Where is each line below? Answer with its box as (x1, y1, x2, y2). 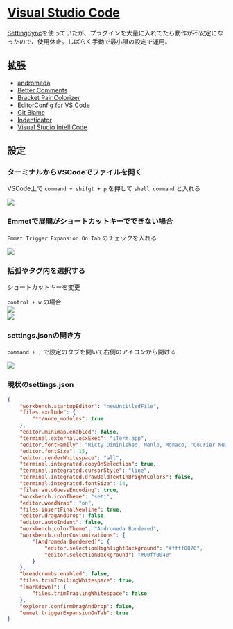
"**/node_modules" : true (32, 416, 104, 423)
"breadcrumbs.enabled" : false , (19, 571, 110, 578)
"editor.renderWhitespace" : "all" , (19, 454, 123, 461)
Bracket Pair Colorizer (17, 93, 80, 101)
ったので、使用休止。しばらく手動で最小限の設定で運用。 (7, 37, 171, 46)
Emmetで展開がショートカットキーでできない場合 (7, 217, 173, 227)
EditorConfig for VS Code (17, 101, 90, 109)
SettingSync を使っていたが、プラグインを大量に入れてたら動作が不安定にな (7, 28, 224, 37)
